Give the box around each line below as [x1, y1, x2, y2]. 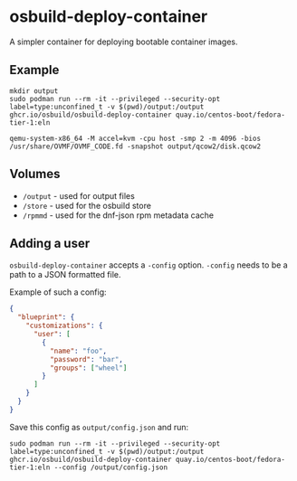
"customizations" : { [25, 321, 103, 331]
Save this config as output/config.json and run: [9, 421, 189, 432]
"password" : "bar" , [49, 354, 124, 363]
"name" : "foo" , [49, 346, 107, 355]
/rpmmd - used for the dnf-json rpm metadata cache [22, 210, 215, 221]
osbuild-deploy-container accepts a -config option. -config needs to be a [9, 259, 288, 270]
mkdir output [9, 86, 59, 96]
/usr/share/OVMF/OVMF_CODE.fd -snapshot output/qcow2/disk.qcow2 [9, 142, 261, 151]
